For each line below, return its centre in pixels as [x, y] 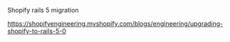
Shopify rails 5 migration [43, 10]
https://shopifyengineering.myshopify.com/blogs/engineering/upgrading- [115, 23]
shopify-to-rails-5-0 [37, 31]
